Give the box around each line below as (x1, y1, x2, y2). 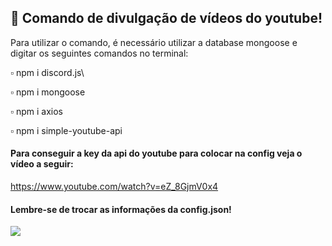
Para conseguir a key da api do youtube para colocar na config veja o (10, 147, 303, 160)
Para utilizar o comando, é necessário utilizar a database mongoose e (10, 36, 298, 48)
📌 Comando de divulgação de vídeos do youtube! (10, 10, 323, 27)
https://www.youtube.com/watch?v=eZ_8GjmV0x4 (10, 181, 219, 193)
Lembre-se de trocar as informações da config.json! (10, 203, 232, 215)
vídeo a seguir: (10, 158, 74, 170)
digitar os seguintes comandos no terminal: (10, 47, 189, 59)
